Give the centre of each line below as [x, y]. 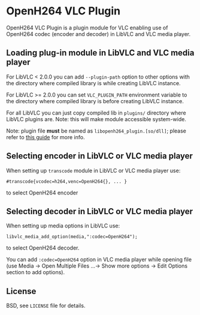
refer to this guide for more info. [46, 137]
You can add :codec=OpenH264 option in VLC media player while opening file [99, 260]
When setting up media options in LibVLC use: [63, 226]
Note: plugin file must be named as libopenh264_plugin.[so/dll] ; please [96, 131]
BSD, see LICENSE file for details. [46, 306]
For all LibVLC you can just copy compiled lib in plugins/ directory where [96, 113]
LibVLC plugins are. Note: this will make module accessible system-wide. [96, 119]
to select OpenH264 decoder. [43, 248]
